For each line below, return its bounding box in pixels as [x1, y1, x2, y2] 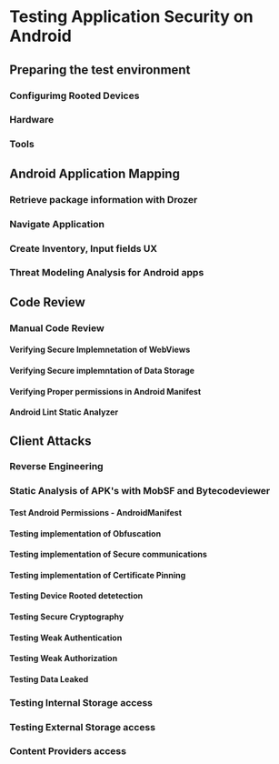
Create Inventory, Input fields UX [9, 242, 157, 255]
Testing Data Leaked [9, 673, 89, 684]
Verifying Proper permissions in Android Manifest [9, 386, 202, 397]
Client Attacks [9, 433, 93, 448]
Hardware [9, 114, 55, 126]
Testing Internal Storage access [9, 696, 153, 709]
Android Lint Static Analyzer [9, 407, 119, 417]
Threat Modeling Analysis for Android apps [9, 266, 204, 279]
